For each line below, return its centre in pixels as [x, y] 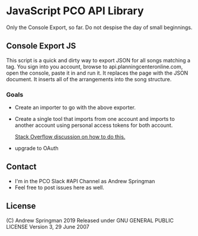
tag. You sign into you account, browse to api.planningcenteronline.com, [95, 66]
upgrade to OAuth [36, 148]
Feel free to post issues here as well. [60, 187]
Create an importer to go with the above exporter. [75, 107]
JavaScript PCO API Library [75, 11]
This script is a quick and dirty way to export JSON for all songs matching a [98, 60]
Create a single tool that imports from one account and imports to [95, 119]
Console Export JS [41, 46]
